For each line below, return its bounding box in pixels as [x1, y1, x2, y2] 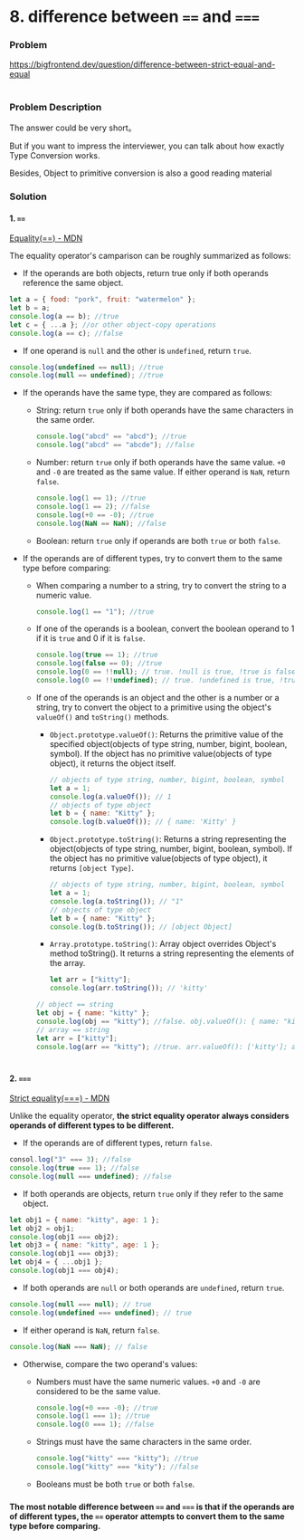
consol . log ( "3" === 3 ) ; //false [9, 1155, 131, 1164]
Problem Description [9, 100, 102, 113]
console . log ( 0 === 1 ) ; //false [35, 1420, 155, 1430]
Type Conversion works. [9, 150, 100, 161]
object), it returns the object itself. [49, 758, 176, 769]
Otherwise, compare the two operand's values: [22, 1358, 198, 1369]
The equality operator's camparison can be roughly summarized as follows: [9, 251, 291, 262]
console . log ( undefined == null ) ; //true [9, 362, 165, 372]
